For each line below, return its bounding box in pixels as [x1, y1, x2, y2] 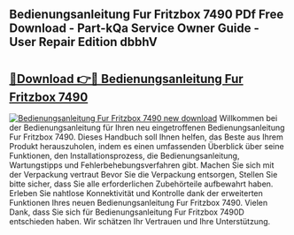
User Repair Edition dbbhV [9, 34, 158, 49]
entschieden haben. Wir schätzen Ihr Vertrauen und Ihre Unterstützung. [9, 216, 271, 226]
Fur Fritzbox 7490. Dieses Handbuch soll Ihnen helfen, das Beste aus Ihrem [9, 132, 283, 142]
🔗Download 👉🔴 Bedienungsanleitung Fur [9, 71, 244, 87]
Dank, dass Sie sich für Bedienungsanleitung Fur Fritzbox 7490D [9, 207, 245, 217]
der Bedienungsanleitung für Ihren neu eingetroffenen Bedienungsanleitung [9, 123, 285, 133]
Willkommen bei [219, 113, 278, 123]
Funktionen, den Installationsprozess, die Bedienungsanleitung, [9, 150, 240, 161]
